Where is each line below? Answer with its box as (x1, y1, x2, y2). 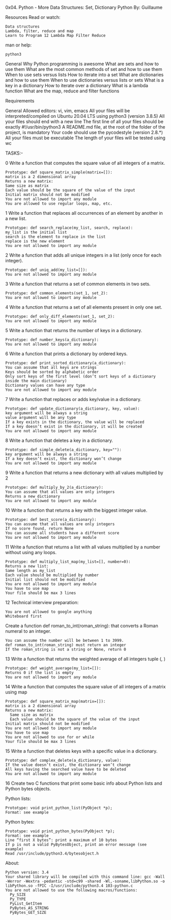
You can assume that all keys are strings (5, 365, 97, 370)
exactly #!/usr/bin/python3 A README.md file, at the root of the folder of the (5, 124, 165, 130)
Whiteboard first (5, 614, 42, 619)
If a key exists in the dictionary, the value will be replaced (5, 419, 145, 425)
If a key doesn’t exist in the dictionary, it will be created (5, 424, 142, 429)
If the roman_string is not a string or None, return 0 (5, 647, 126, 652)
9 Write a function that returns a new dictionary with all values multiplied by (5, 469, 164, 476)
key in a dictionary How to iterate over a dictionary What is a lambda (5, 83, 149, 88)
